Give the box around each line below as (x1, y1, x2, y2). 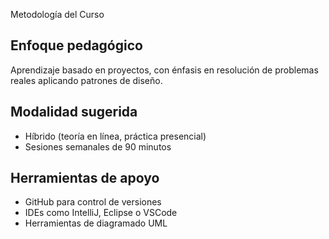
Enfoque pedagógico (10, 37, 143, 54)
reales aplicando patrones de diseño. (10, 74, 163, 86)
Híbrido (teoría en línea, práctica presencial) (24, 130, 207, 142)
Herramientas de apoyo (10, 170, 160, 187)
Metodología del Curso (10, 9, 105, 20)
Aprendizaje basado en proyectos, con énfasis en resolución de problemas (10, 64, 319, 76)
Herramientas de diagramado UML (24, 217, 168, 229)
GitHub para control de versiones (24, 196, 162, 208)
